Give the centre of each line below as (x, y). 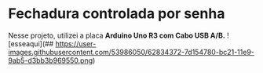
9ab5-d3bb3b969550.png (51, 60)
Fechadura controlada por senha (117, 14)
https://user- (76, 43)
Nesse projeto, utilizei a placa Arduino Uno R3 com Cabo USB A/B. (117, 35)
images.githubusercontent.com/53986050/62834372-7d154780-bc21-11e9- (131, 52)
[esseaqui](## (31, 43)
